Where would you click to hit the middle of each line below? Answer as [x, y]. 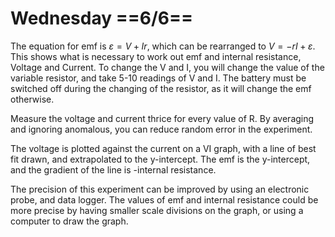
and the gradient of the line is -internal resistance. [113, 169]
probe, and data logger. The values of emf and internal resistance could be [164, 199]
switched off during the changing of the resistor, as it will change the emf [161, 88]
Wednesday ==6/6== [101, 18]
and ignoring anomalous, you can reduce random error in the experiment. [161, 129]
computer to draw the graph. [69, 221]
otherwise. [32, 99]
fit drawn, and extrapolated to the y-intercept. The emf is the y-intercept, [160, 159]
